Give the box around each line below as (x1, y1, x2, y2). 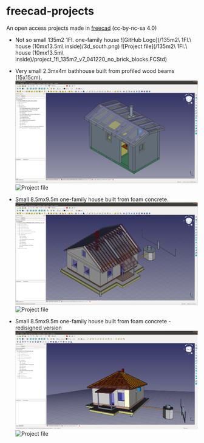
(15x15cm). (15, 74, 42, 81)
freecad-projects (6, 4, 94, 18)
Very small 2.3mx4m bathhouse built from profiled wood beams (15, 67, 175, 74)
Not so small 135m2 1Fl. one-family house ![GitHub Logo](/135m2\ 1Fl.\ (15, 36, 192, 43)
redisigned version (15, 324, 62, 332)
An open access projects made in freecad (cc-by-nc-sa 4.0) (6, 24, 157, 32)
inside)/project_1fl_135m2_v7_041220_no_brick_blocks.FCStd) (15, 55, 168, 63)
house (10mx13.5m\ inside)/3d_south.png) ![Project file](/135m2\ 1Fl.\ (15, 43, 188, 50)
